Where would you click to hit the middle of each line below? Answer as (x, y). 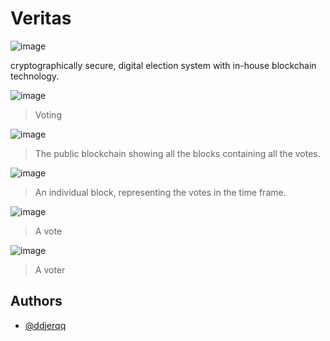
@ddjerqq (45, 325)
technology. (35, 76)
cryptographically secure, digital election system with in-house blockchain (163, 65)
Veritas (41, 18)
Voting (48, 114)
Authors (36, 301)
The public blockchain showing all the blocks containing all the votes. (177, 153)
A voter (50, 269)
